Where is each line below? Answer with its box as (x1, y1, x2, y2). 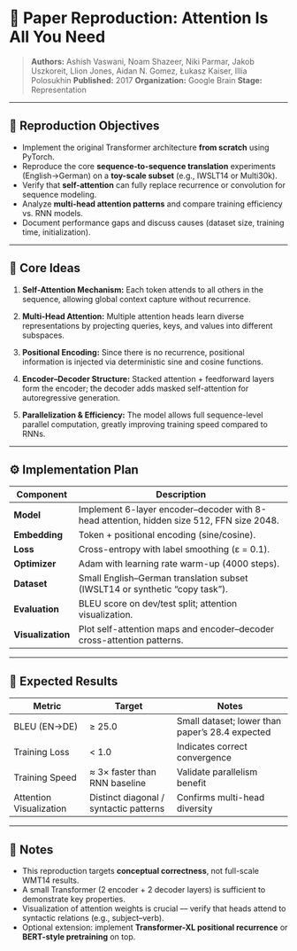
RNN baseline (89, 777, 147, 790)
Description (156, 488, 207, 501)
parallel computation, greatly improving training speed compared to (21, 418, 268, 429)
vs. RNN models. (21, 207, 84, 218)
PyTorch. (21, 151, 55, 162)
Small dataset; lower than (176, 715, 282, 728)
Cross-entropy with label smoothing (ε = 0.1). (78, 543, 270, 556)
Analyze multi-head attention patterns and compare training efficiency (21, 199, 283, 209)
